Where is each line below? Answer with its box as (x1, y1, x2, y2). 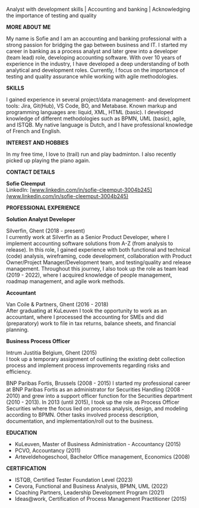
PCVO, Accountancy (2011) (14, 447, 81, 454)
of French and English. (6, 128, 61, 134)
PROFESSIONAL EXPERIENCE (6, 204, 80, 211)
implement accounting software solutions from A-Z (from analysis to (6, 240, 173, 247)
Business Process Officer (6, 338, 70, 344)
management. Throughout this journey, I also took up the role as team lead (6, 265, 189, 272)
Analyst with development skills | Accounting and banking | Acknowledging (6, 6, 191, 12)
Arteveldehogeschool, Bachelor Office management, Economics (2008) (14, 453, 190, 460)
